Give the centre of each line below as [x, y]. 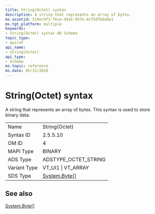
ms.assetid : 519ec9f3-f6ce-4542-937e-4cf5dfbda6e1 [59, 19]
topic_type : [18, 38]
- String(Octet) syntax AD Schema [42, 33]
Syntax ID [19, 135]
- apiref [14, 43]
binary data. [18, 115]
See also [19, 194]
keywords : [16, 29]
